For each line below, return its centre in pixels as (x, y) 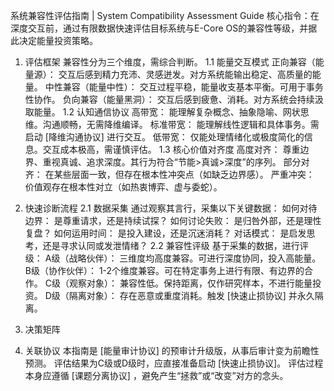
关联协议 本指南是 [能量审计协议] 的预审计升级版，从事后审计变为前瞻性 (172, 350)
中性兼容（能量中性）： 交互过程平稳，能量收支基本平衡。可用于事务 (184, 87)
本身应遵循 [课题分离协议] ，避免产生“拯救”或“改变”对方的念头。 (156, 375)
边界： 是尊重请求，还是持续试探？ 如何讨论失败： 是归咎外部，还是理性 (173, 220)
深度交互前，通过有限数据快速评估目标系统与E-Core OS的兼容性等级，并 (159, 28)
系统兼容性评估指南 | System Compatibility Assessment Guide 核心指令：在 (165, 15)
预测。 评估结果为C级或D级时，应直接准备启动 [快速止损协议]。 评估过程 (174, 363)
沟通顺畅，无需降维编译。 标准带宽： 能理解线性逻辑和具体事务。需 (181, 124)
